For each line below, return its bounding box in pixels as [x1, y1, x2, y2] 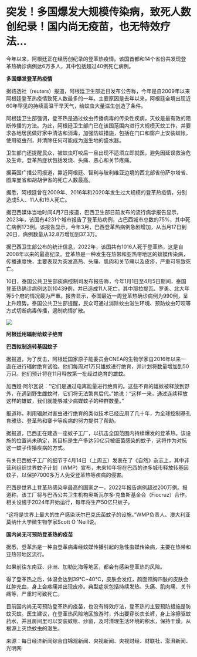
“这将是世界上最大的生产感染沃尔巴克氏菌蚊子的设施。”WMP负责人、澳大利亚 [6, 511, 191, 518]
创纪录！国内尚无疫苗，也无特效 [6, 20, 161, 33]
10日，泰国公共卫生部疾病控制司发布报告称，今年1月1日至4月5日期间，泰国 [6, 277, 186, 285]
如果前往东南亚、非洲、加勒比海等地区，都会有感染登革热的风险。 [6, 563, 165, 570]
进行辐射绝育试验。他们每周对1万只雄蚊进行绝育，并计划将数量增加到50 [16, 362, 189, 370]
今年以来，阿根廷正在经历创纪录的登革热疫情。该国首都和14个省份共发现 [6, 55, 181, 62]
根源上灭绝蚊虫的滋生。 [6, 625, 63, 632]
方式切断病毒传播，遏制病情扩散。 [6, 306, 89, 314]
